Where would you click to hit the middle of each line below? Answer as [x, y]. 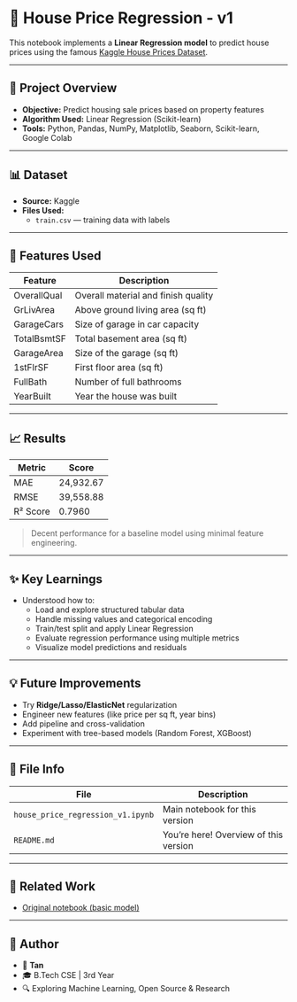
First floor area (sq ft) [119, 368]
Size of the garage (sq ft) [127, 353]
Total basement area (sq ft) [131, 338]
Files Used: [43, 210]
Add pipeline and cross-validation [84, 723]
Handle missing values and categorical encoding [124, 619]
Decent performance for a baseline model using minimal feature [147, 533]
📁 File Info [37, 769]
